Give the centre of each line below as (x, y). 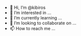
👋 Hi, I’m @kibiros (27, 8)
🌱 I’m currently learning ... (36, 18)
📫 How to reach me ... (32, 28)
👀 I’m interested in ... (30, 13)
